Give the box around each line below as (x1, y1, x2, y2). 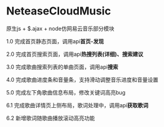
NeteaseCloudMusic (6, 4, 112, 18)
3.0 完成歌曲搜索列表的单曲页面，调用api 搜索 (6, 63, 119, 70)
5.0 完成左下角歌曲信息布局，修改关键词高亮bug (6, 88, 125, 96)
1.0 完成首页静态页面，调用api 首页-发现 (6, 37, 104, 45)
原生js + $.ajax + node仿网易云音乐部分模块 (6, 25, 115, 32)
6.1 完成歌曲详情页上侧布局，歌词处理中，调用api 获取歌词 (6, 101, 149, 109)
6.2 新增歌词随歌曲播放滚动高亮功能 (6, 114, 95, 122)
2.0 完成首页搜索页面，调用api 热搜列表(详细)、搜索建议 (6, 50, 143, 58)
